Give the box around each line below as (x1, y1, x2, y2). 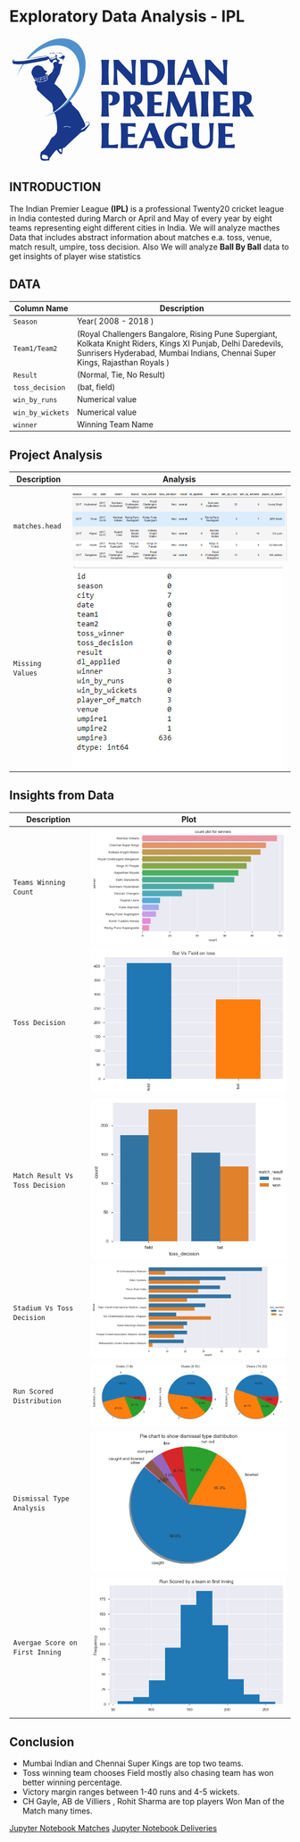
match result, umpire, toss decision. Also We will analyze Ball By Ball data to (9, 241, 289, 252)
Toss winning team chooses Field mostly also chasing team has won (21, 1768, 274, 1779)
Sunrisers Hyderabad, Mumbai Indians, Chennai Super (77, 347, 277, 358)
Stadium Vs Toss (12, 1303, 74, 1313)
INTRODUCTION (9, 180, 102, 195)
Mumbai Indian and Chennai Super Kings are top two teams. (21, 1758, 244, 1769)
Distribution (12, 1397, 62, 1406)
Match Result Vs (12, 1171, 74, 1181)
